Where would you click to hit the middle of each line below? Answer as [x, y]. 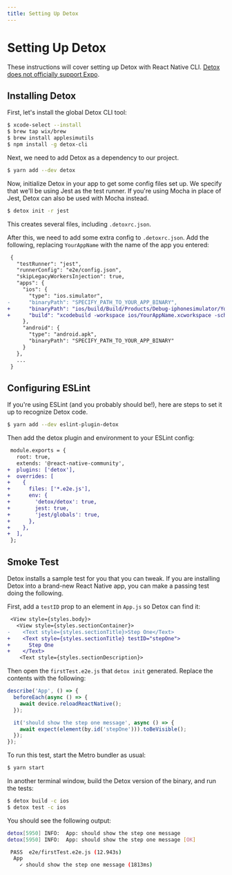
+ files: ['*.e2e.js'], [49, 489]
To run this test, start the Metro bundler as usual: [77, 755]
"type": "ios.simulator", [66, 296]
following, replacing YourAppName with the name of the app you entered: [108, 244]
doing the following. [35, 593]
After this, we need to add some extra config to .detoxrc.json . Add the [108, 237]
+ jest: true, [38, 508]
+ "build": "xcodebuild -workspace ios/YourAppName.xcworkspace [109, 315]
